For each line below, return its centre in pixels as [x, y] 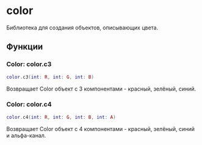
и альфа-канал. [26, 135]
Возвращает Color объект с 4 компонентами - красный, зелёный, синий [101, 128]
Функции [25, 47]
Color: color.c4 [29, 105]
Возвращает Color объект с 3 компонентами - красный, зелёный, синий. [101, 89]
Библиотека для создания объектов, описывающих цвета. [82, 28]
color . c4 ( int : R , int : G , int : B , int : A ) [61, 117]
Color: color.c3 [29, 64]
